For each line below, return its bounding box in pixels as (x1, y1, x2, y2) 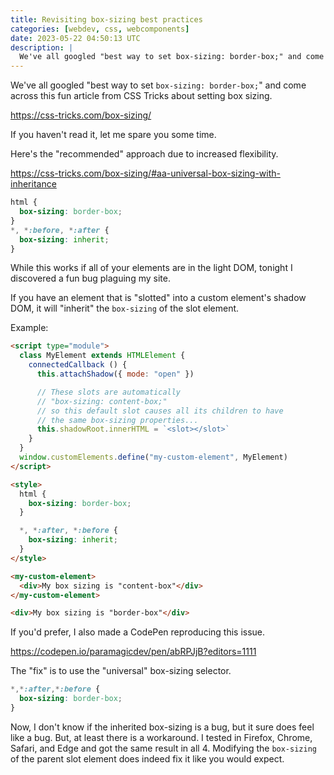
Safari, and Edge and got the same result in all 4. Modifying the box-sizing (10, 742, 317, 754)
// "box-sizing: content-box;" (36, 396, 168, 406)
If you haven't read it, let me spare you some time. (10, 129, 217, 141)
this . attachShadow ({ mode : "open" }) (36, 369, 195, 379)
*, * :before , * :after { (10, 225, 110, 235)
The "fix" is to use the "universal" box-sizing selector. (10, 665, 232, 677)
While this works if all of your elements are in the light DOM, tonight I (10, 262, 293, 274)
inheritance (10, 178, 57, 190)
